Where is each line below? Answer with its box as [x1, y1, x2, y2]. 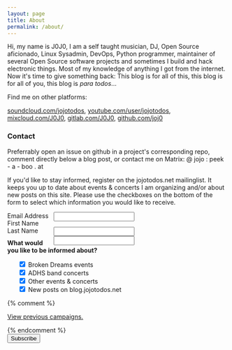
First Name [7, 219, 39, 227]
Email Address [7, 211, 49, 220]
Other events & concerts [27, 277, 99, 285]
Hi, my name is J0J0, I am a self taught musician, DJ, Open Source [7, 43, 199, 51]
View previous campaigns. [7, 312, 84, 321]
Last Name [7, 226, 38, 235]
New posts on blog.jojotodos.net [27, 285, 122, 293]
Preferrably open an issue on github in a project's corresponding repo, [7, 147, 210, 156]
